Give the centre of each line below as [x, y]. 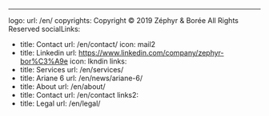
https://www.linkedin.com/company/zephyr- [151, 53]
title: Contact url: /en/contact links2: [79, 95]
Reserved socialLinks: [44, 29]
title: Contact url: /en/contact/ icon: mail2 [88, 44]
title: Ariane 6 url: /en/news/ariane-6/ [81, 78]
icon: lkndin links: [98, 61]
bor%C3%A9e [44, 61]
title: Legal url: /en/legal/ [60, 103]
